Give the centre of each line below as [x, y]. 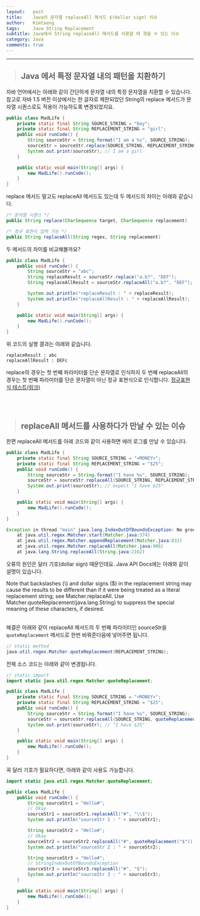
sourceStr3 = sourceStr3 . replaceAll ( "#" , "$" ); [87, 869]
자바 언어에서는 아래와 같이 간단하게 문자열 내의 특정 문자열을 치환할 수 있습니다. [99, 92]
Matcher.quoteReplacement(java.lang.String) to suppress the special [90, 602]
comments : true [25, 45]
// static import [28, 675]
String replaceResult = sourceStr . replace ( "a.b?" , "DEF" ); [102, 277]
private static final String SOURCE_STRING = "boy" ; [84, 124]
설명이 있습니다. [25, 571]
